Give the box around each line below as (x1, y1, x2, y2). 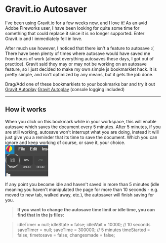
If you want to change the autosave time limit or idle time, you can (17, 206, 155, 212)
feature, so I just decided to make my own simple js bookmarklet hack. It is (5, 66, 157, 72)
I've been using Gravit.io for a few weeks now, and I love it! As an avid (5, 20, 147, 26)
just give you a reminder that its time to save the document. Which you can (5, 134, 158, 140)
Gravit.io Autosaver (5, 3, 87, 15)
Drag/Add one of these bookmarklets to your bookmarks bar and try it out (5, 81, 156, 87)
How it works (5, 105, 46, 114)
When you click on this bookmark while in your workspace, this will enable (5, 118, 157, 124)
